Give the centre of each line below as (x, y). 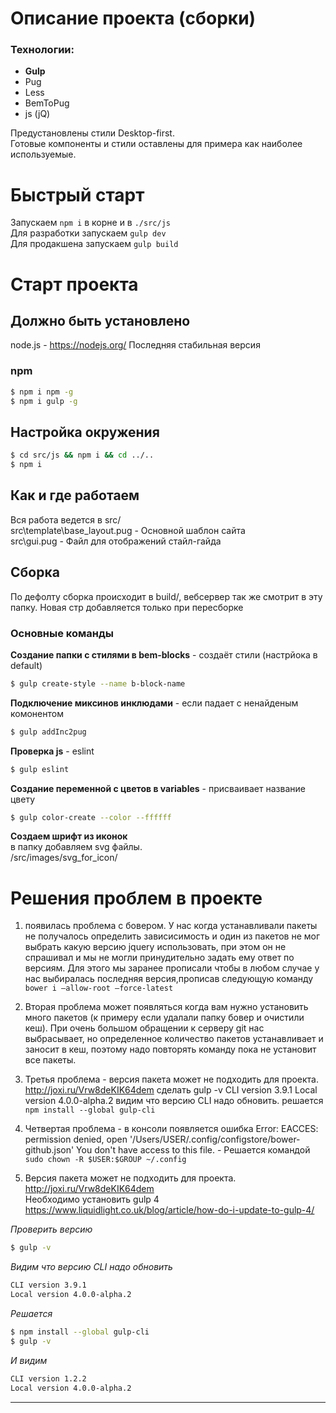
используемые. (43, 154)
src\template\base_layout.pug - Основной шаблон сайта (128, 530)
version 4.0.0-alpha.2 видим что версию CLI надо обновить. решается (174, 1101)
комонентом (37, 713)
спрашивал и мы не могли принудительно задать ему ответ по (159, 958)
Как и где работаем (75, 495)
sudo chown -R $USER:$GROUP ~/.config (105, 1160)
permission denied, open (76, 1139)
